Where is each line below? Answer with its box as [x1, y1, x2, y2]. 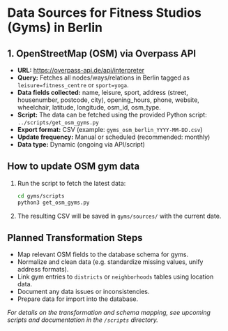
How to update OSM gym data [7, 161, 140, 172]
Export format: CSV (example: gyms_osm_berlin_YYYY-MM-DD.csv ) [17, 126, 203, 133]
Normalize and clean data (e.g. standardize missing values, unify [17, 258, 204, 266]
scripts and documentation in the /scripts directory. [7, 316, 158, 324]
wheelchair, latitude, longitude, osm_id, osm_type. [17, 103, 162, 111]
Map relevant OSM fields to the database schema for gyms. [17, 250, 189, 259]
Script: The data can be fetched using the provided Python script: [17, 110, 207, 119]
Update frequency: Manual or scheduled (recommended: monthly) [17, 133, 211, 141]
